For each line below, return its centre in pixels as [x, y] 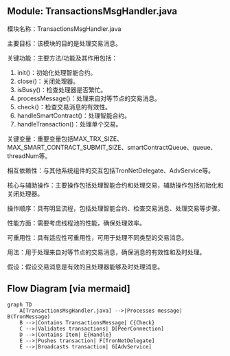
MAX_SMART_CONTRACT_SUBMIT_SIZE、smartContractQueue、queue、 [112, 147]
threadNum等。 [29, 156]
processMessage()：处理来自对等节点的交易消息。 [89, 98]
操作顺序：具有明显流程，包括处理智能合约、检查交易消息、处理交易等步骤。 [115, 208]
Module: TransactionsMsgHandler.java [92, 11]
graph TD [20, 304]
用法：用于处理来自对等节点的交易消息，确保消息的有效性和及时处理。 [106, 252]
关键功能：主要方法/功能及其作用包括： [62, 58]
